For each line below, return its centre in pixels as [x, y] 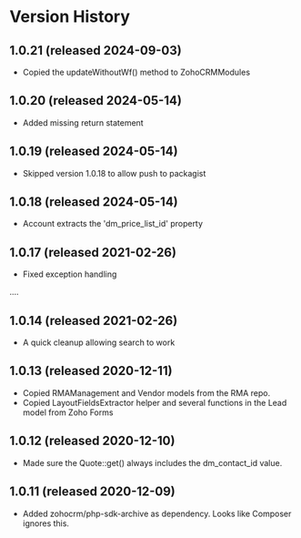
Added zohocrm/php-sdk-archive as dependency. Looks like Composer [157, 513]
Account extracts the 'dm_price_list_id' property [112, 224]
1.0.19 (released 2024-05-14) [94, 152]
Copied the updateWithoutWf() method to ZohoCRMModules [136, 72]
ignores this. [46, 523]
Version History [70, 17]
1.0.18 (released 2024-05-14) [94, 202]
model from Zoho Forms [68, 412]
